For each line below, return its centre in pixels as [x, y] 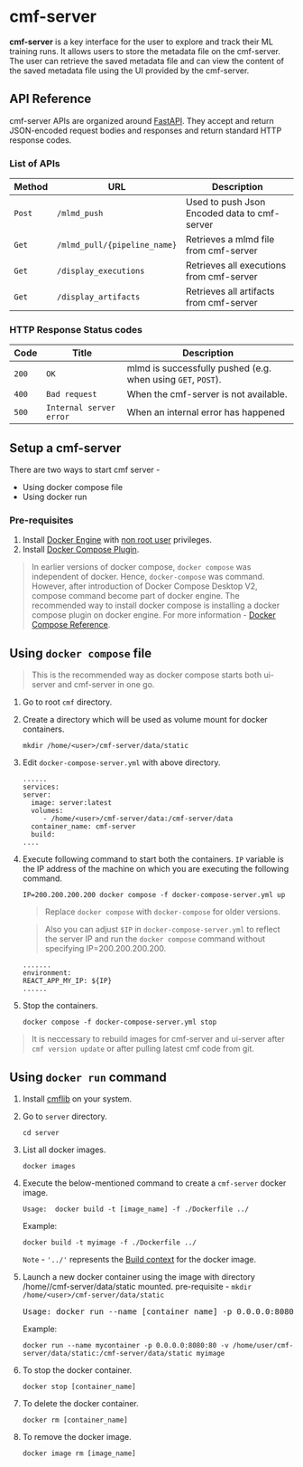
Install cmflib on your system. [77, 1099]
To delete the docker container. [80, 1404]
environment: [47, 973]
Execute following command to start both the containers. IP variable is [153, 859]
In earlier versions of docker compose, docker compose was [141, 567]
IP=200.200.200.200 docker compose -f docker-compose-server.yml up [154, 895]
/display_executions [101, 271]
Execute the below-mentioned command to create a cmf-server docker [154, 1183]
